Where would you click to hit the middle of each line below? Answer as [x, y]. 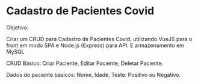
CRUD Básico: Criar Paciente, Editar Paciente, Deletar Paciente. [85, 63]
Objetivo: [17, 27]
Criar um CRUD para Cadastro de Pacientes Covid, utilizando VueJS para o [99, 39]
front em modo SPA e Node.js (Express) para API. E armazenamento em [95, 45]
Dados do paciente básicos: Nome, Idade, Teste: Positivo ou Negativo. [94, 74]
